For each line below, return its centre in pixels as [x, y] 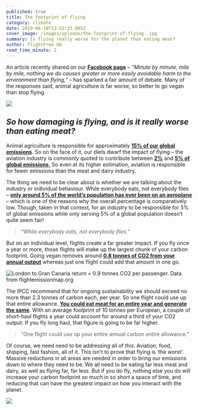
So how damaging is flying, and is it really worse [98, 122]
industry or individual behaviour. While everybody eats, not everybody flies [98, 188]
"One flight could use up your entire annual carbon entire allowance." [105, 334]
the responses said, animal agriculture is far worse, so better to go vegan [95, 86]
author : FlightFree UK [34, 45]
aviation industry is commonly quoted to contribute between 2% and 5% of [98, 158]
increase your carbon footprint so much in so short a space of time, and [94, 377]
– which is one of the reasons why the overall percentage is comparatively [97, 201]
